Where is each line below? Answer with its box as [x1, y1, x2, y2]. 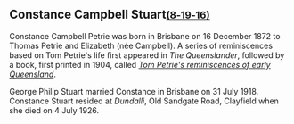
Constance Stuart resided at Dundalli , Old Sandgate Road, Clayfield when [9, 95, 279, 106]
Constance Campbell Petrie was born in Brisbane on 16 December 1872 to [9, 30, 281, 41]
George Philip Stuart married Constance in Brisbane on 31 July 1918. [9, 86, 259, 96]
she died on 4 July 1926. [9, 104, 100, 115]
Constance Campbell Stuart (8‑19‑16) [9, 7, 211, 22]
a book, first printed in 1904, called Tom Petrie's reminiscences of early [9, 59, 271, 70]
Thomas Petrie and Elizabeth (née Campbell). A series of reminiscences [9, 40, 274, 51]
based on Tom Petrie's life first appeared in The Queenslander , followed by [9, 49, 285, 61]
